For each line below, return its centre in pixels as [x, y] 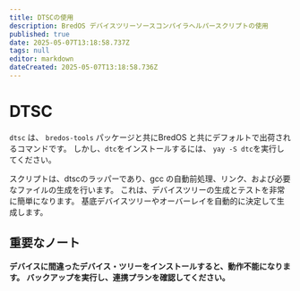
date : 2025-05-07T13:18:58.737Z [69, 42]
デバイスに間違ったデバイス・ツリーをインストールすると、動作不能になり [146, 266]
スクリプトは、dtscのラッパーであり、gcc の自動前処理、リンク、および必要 [150, 179]
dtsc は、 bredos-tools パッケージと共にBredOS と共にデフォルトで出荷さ [146, 137]
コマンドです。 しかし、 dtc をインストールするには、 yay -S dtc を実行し [150, 148]
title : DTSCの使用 [42, 17]
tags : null [30, 51]
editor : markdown [42, 59]
